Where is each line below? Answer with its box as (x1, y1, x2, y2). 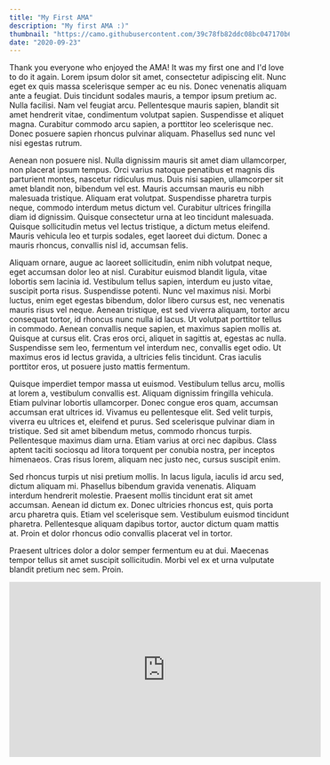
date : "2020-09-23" (9, 37, 82, 47)
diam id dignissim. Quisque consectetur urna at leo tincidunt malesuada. (9, 212, 274, 222)
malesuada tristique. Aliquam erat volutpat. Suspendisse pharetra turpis (9, 193, 272, 204)
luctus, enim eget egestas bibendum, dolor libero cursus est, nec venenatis (9, 295, 286, 306)
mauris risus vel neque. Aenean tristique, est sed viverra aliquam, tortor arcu (9, 304, 290, 316)
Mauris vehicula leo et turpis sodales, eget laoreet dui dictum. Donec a (9, 230, 269, 241)
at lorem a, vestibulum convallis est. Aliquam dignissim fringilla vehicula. (9, 388, 274, 399)
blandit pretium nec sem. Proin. (9, 564, 125, 575)
